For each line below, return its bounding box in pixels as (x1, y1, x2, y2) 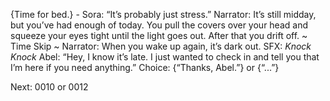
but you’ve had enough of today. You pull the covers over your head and (10, 19, 308, 31)
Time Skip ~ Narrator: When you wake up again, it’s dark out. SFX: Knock (10, 40, 312, 52)
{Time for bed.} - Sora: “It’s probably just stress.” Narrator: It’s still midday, (10, 9, 317, 20)
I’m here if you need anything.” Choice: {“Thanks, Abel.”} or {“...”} (10, 62, 280, 73)
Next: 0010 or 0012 (10, 81, 89, 93)
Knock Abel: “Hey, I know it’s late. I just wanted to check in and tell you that (10, 51, 320, 63)
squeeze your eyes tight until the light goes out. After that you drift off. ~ (10, 30, 308, 41)
